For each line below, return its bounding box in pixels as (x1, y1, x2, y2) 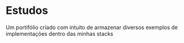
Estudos (5, 4, 48, 18)
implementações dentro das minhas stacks (5, 30, 113, 37)
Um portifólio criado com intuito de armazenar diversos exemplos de (5, 24, 178, 31)
